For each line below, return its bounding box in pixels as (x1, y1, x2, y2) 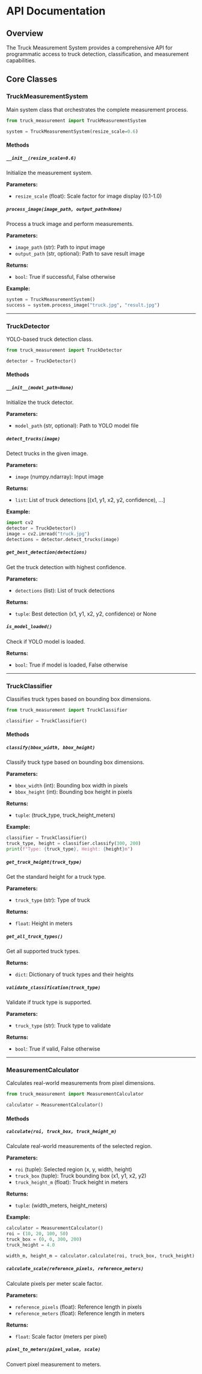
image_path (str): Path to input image (14, 243, 105, 251)
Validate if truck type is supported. (6, 998, 92, 1006)
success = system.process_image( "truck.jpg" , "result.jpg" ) (6, 302, 161, 308)
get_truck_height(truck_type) (6, 859, 82, 865)
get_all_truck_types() (6, 933, 63, 939)
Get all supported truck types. (6, 947, 81, 954)
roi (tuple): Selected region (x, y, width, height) (14, 1166, 132, 1173)
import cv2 (6, 520, 34, 526)
